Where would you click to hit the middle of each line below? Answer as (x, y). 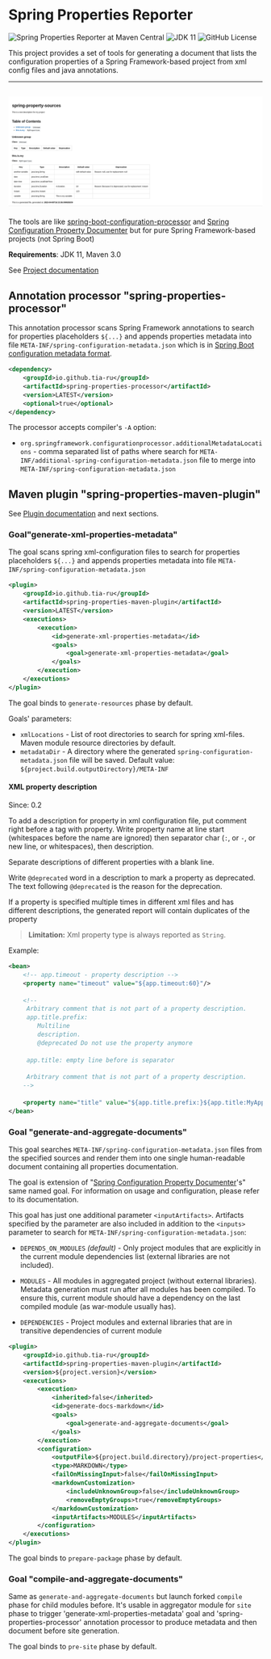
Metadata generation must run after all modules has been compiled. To (138, 1290)
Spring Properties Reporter (101, 15)
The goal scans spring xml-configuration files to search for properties (124, 552)
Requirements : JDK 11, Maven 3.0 (65, 255)
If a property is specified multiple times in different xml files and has (121, 902)
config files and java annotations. (63, 69)
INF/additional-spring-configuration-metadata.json (108, 461)
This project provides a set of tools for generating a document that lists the (133, 53)
